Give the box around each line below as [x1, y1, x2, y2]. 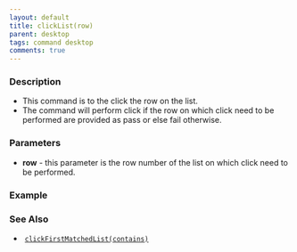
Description [9, 76, 62, 88]
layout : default [9, 12, 70, 22]
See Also [9, 213, 49, 225]
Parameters [9, 137, 61, 150]
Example [9, 189, 48, 201]
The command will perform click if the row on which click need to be [21, 105, 275, 116]
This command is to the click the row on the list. [21, 95, 199, 107]
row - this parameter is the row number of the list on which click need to [21, 157, 288, 167]
